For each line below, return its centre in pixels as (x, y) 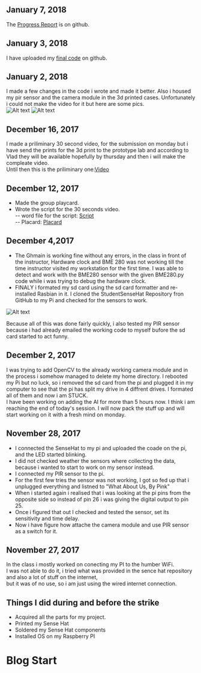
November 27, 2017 (43, 550)
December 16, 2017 (43, 129)
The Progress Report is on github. (48, 24)
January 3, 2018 (37, 44)
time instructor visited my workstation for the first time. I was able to (99, 268)
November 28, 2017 (43, 434)
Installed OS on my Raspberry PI (55, 636)
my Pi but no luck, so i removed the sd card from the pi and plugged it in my (100, 382)
